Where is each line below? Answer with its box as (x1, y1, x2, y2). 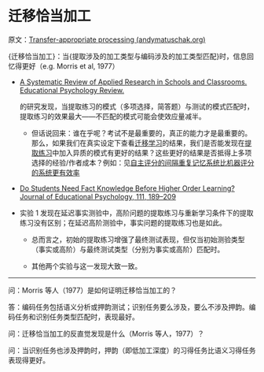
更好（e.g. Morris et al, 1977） (21, 61, 119, 71)
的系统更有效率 (31, 167, 80, 177)
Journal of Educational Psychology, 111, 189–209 (19, 192, 177, 201)
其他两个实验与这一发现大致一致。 (31, 261, 142, 270)
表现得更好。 (8, 355, 49, 365)
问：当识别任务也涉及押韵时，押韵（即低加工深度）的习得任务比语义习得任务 (8, 345, 256, 355)
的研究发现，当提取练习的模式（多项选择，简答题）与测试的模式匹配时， (19, 102, 254, 111)
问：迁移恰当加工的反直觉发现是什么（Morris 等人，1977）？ (8, 329, 204, 338)
